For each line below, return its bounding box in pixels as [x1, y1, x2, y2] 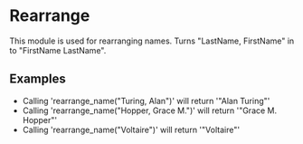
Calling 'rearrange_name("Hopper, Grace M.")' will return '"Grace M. [22, 105, 278, 116]
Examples [9, 72, 66, 87]
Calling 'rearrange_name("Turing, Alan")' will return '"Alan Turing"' [22, 95, 270, 106]
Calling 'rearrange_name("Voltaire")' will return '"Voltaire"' [22, 124, 241, 135]
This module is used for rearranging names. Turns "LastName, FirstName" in [9, 35, 295, 46]
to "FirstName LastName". [9, 44, 107, 55]
